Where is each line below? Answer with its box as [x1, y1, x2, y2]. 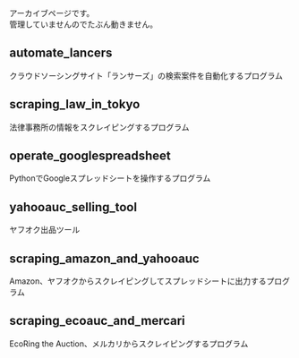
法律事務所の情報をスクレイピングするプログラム [9, 122, 190, 132]
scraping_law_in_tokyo [9, 97, 141, 112]
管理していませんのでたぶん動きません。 [9, 19, 158, 30]
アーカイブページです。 [9, 8, 95, 18]
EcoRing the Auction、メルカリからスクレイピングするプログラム [9, 338, 249, 349]
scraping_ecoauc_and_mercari [9, 313, 185, 328]
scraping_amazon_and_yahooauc [9, 251, 200, 266]
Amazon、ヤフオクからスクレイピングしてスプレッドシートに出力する [9, 276, 267, 286]
